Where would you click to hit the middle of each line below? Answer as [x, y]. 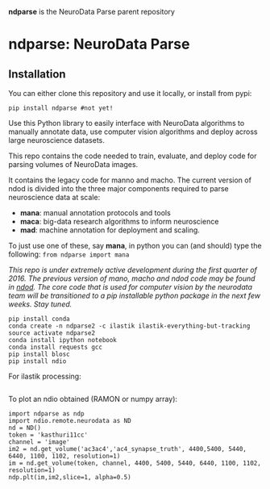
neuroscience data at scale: [54, 197]
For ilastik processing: [45, 376]
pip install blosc [39, 354]
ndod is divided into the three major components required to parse [119, 188]
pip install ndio [37, 362]
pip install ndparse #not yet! [61, 108]
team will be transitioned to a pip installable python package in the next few [134, 295]
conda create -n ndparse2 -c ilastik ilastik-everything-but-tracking [129, 326]
